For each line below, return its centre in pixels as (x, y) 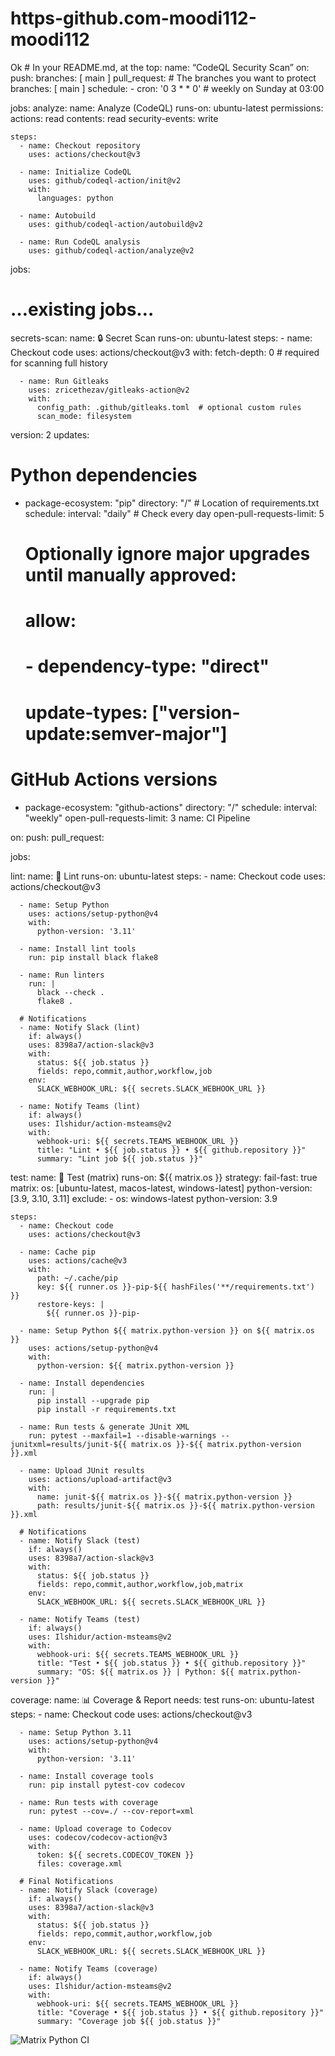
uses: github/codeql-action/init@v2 (105, 180)
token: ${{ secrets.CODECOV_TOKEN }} (115, 1855)
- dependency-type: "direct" (147, 666)
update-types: (86, 712)
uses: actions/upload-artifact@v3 (100, 1479)
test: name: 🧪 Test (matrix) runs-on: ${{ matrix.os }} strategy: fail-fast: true (164, 1177)
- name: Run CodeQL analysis (80, 242)
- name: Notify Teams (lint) (80, 1106)
